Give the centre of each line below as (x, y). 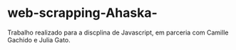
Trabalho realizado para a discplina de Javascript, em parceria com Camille (118, 32)
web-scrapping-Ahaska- (83, 13)
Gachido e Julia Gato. (39, 39)
